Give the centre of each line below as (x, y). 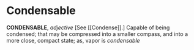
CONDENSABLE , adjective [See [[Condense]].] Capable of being (88, 27)
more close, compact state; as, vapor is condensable (73, 40)
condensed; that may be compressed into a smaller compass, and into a (97, 34)
